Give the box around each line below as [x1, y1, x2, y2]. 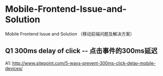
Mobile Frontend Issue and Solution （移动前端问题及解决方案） [5, 31, 135, 37]
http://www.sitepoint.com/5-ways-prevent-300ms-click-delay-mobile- [12, 60, 156, 66]
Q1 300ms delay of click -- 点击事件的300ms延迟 [5, 47, 158, 55]
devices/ [5, 65, 23, 71]
